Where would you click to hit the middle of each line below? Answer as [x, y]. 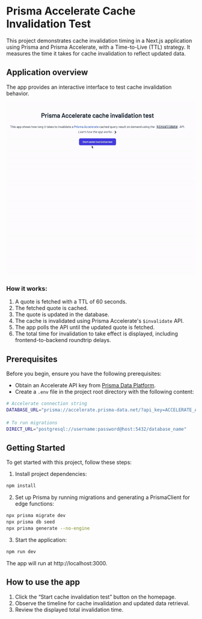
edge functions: [35, 504]
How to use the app [43, 582]
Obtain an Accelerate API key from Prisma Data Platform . [85, 386]
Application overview [47, 73]
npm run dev [21, 551]
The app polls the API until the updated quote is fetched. [85, 328]
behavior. [18, 93]
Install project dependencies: [51, 474]
